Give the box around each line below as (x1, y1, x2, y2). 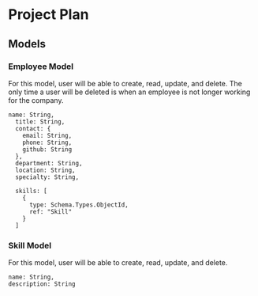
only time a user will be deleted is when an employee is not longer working (8, 87, 251, 97)
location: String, (15, 166, 77, 174)
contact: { (15, 124, 51, 132)
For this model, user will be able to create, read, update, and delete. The (8, 78, 242, 88)
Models (8, 37, 46, 51)
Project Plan (8, 6, 89, 24)
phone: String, (22, 139, 73, 146)
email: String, (22, 131, 73, 139)
